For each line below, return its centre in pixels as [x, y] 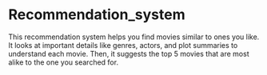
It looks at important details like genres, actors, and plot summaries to [123, 45]
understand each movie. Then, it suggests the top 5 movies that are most [129, 53]
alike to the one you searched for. [63, 62]
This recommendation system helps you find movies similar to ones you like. [134, 37]
